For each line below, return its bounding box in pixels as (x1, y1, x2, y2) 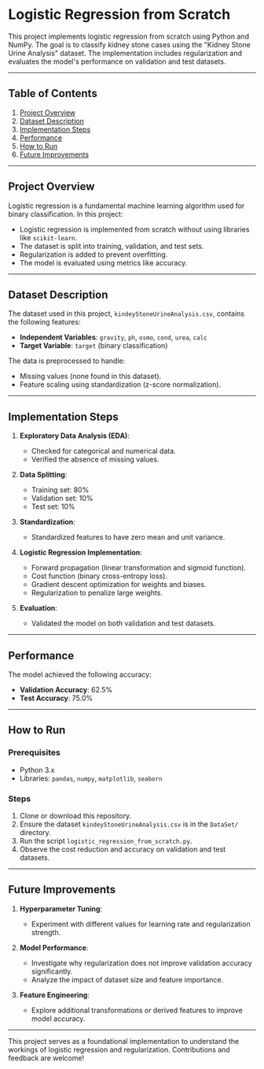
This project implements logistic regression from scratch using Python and (8, 32, 250, 41)
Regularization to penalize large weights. (31, 588, 163, 598)
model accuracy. (31, 1014, 86, 1023)
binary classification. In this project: (8, 209, 123, 218)
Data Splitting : (19, 470, 68, 480)
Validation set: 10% (31, 494, 93, 503)
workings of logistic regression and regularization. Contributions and (8, 1045, 230, 1054)
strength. (31, 927, 61, 937)
